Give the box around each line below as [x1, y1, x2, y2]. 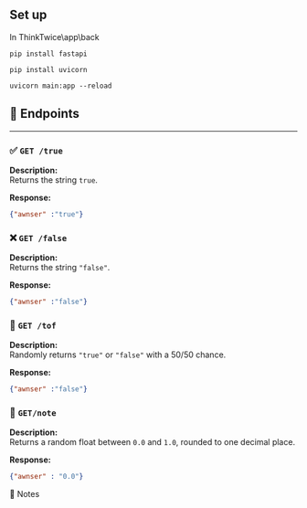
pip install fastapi [9, 49, 89, 58]
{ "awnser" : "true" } [9, 209, 84, 218]
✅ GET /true [9, 143, 64, 156]
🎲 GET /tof [9, 319, 57, 332]
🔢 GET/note [9, 407, 57, 419]
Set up [9, 7, 48, 23]
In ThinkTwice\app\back [9, 31, 100, 42]
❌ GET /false [9, 231, 68, 244]
